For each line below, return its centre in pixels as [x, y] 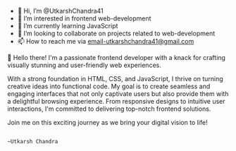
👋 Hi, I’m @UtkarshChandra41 [60, 11]
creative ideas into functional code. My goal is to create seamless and [109, 86]
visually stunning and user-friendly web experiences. [85, 65]
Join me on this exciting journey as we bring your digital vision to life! [107, 122]
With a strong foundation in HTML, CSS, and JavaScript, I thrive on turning [115, 79]
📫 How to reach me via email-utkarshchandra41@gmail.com [106, 41]
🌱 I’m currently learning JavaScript [68, 26]
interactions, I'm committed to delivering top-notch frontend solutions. [109, 109]
